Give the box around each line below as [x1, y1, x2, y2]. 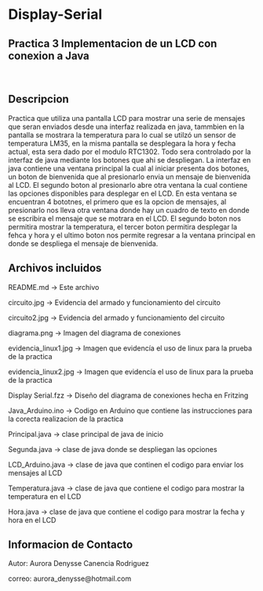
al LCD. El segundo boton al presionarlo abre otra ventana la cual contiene [8, 180, 248, 189]
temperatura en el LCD [8, 491, 82, 501]
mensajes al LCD [8, 468, 63, 477]
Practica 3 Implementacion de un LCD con [8, 37, 217, 50]
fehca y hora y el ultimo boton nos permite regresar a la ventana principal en [8, 230, 256, 240]
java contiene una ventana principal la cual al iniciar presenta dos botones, [8, 163, 250, 173]
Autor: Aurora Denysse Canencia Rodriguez [8, 559, 149, 568]
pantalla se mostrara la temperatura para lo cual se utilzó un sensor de [8, 130, 236, 139]
